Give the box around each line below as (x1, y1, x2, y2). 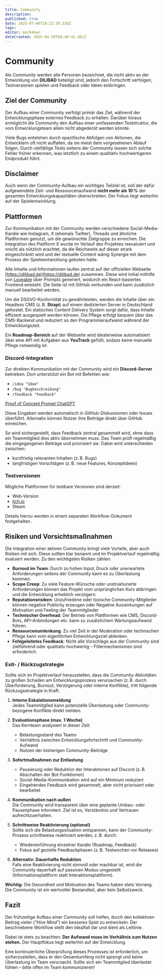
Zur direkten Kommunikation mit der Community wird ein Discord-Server (5, 366, 153, 372)
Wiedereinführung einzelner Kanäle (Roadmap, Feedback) (19, 842, 137, 848)
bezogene (12, 707, 33, 713)
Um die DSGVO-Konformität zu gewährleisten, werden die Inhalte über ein (5, 297, 155, 302)
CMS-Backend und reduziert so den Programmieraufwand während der (5, 317, 150, 324)
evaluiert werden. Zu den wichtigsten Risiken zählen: (5, 556, 112, 562)
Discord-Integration (5, 355, 53, 362)
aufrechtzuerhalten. (12, 812, 52, 818)
